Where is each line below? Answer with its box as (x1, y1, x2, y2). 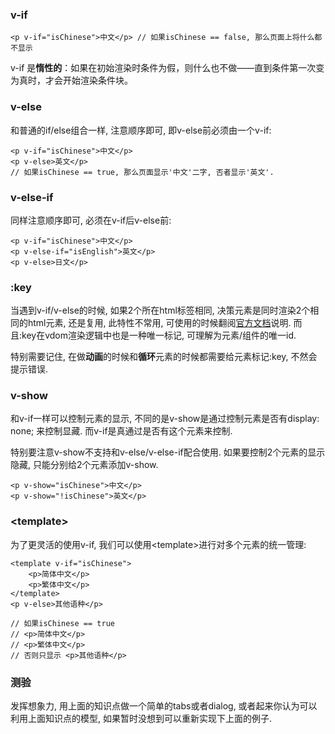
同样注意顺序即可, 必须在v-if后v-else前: (10, 214, 172, 226)
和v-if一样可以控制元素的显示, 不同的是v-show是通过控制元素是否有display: (10, 413, 320, 425)
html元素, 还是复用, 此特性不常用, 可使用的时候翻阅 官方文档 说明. (27, 317, 292, 329)
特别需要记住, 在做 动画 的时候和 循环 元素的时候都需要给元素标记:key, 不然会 (10, 351, 318, 363)
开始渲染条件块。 (62, 74, 133, 87)
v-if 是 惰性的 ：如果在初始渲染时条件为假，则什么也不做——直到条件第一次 (10, 62, 317, 74)
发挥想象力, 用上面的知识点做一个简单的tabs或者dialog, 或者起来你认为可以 (10, 700, 318, 712)
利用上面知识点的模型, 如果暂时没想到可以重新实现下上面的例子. (10, 713, 273, 725)
